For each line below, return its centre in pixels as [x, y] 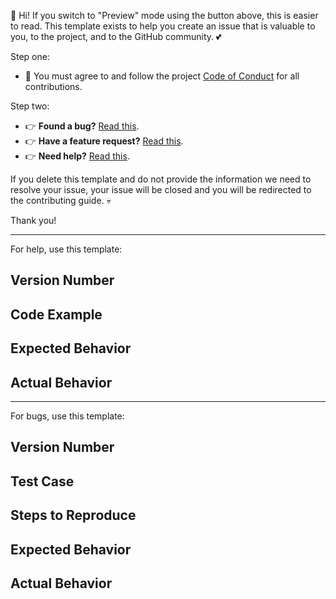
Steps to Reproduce [73, 515]
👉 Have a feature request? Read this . [104, 141]
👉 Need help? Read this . [77, 156]
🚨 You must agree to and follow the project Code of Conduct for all [162, 76]
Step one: [30, 56]
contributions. [53, 86]
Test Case [42, 481]
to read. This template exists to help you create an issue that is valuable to [163, 26]
